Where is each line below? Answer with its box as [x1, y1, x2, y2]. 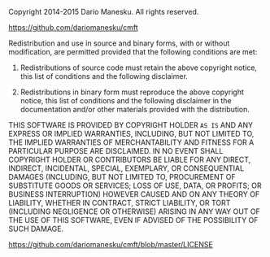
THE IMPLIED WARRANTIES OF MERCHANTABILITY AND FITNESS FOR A [8, 137, 255, 147]
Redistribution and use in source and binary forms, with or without [8, 38, 230, 48]
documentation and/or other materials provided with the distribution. [20, 105, 250, 114]
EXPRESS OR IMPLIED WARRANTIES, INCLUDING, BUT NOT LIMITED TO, [8, 129, 255, 138]
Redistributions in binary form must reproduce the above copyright [20, 87, 244, 97]
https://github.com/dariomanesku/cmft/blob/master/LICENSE [8, 240, 213, 249]
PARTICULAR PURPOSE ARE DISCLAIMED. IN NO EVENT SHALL [8, 146, 224, 155]
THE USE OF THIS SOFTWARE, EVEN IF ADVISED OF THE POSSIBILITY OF [8, 216, 259, 224]
